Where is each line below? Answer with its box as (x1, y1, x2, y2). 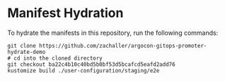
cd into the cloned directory (13, 55, 103, 62)
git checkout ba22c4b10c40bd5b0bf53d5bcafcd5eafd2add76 (7, 60, 175, 68)
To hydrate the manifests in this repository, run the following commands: (7, 28, 219, 37)
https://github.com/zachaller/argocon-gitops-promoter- (38, 42, 207, 49)
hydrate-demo (7, 48, 46, 55)
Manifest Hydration (7, 5, 124, 21)
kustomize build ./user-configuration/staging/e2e (7, 67, 160, 74)
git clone (7, 42, 37, 49)
